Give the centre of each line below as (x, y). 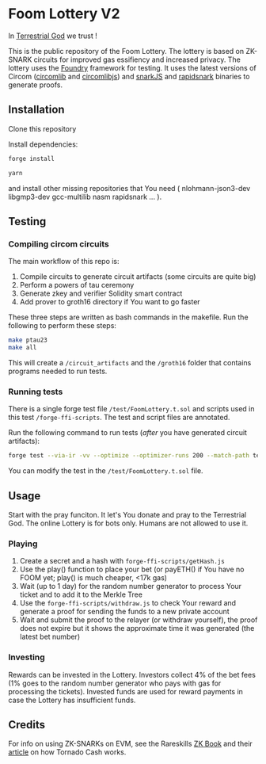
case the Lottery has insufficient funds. (72, 700)
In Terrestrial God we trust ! (53, 36)
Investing (27, 657)
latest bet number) (50, 637)
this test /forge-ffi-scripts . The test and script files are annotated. (119, 418)
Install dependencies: (43, 144)
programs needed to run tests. (58, 371)
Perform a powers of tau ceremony (77, 285)
